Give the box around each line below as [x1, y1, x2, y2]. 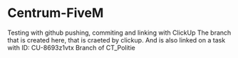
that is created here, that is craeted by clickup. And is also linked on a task [7, 35, 226, 44]
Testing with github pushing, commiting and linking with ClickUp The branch [7, 28, 232, 37]
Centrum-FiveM [7, 5, 104, 21]
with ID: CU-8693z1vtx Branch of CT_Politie [7, 43, 135, 52]
